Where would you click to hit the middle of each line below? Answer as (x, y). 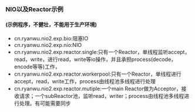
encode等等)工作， (37, 67)
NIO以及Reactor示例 (35, 9)
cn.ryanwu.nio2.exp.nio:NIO (48, 45)
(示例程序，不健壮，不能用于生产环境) (51, 24)
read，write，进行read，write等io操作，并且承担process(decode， (95, 59)
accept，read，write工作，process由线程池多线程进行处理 (85, 82)
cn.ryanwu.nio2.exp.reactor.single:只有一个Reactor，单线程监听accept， (102, 52)
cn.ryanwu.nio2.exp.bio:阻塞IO (51, 39)
